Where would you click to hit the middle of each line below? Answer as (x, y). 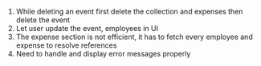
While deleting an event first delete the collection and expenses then (129, 12)
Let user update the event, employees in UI (87, 28)
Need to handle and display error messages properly (103, 54)
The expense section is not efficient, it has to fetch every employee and (134, 37)
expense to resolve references (66, 45)
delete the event (43, 20)
